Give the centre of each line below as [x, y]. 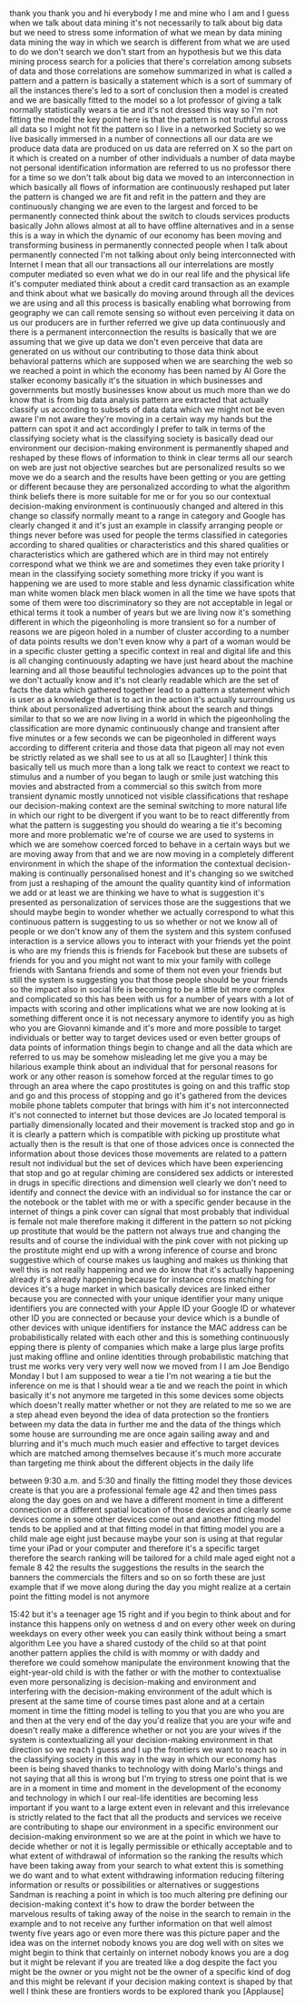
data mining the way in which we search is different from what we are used [150, 42]
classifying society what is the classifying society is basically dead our [142, 438]
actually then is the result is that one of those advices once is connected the [152, 1144]
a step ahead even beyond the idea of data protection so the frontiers [139, 1415]
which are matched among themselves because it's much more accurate [145, 1453]
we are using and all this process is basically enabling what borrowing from [150, 303]
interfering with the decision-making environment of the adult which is [141, 1692]
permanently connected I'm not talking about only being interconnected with [152, 255]
